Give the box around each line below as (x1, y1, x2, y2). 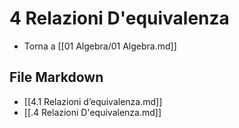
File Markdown (9, 69, 104, 86)
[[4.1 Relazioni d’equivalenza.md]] (23, 95, 163, 107)
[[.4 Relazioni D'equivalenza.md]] (23, 106, 162, 118)
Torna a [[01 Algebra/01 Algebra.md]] (23, 40, 177, 52)
